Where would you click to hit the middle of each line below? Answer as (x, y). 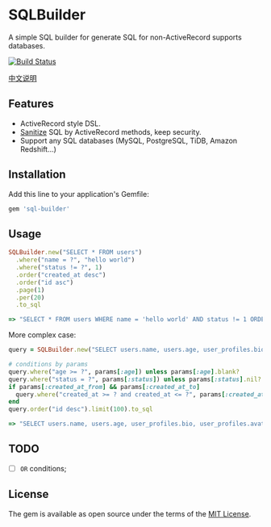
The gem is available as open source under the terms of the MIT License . (130, 513)
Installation (37, 175)
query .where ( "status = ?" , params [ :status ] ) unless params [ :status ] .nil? (135, 379)
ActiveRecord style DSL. (60, 123)
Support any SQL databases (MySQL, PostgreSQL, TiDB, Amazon (129, 140)
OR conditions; (43, 468)
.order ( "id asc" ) (45, 282)
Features (31, 104)
